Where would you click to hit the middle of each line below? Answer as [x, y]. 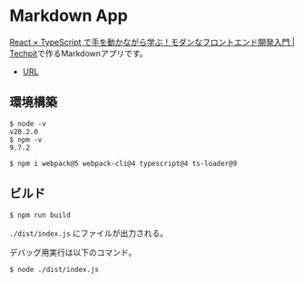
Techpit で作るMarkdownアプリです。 [78, 53]
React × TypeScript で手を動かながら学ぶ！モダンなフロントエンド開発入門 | [152, 42]
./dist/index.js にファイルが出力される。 [89, 233]
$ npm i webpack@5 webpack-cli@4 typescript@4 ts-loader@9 [123, 163]
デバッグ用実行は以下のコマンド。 [73, 252]
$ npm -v [26, 140]
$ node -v [28, 123]
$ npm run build [40, 215]
